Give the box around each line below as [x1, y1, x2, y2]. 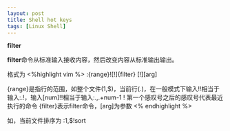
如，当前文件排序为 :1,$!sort [7, 117, 86, 125]
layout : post [7, 10, 45, 17]
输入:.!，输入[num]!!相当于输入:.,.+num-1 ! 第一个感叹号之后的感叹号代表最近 [7, 93, 224, 102]
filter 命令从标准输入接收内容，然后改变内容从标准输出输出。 [7, 56, 178, 64]
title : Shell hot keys [7, 16, 72, 23]
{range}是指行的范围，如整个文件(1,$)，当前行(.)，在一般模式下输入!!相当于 [7, 85, 220, 93]
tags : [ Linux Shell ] [7, 23, 67, 29]
